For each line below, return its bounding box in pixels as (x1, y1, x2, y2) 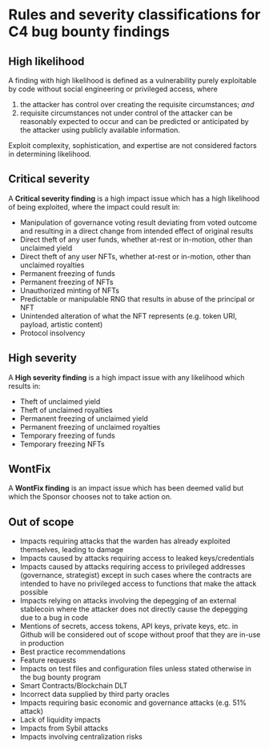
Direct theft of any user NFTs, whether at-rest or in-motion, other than (19, 251, 251, 261)
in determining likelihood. (8, 150, 92, 158)
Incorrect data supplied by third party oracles (19, 690, 170, 699)
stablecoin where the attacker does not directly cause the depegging (19, 604, 248, 614)
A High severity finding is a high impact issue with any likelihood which (8, 372, 245, 382)
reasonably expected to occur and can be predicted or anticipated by (19, 117, 250, 126)
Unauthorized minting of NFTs (19, 286, 120, 295)
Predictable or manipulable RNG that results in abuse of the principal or (19, 294, 255, 303)
